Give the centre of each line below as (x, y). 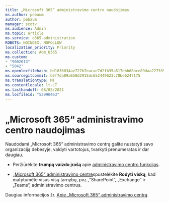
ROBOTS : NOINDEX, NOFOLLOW (33, 43)
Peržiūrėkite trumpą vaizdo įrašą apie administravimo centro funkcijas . (86, 165)
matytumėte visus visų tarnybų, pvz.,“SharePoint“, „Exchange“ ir (79, 180)
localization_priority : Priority (40, 47)
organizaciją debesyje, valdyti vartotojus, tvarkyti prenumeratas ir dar (77, 149)
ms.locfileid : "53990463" (32, 94)
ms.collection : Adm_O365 (31, 52)
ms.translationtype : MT (30, 80)
